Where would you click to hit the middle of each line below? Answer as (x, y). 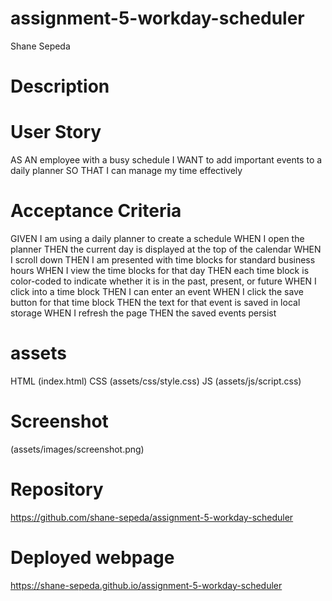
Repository (57, 489)
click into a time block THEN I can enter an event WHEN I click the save (157, 291)
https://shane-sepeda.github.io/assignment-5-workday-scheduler (146, 585)
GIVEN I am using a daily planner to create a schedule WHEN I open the (157, 238)
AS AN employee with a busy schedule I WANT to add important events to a (166, 160)
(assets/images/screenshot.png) (77, 449)
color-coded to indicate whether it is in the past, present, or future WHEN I (163, 281)
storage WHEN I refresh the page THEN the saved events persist (143, 313)
